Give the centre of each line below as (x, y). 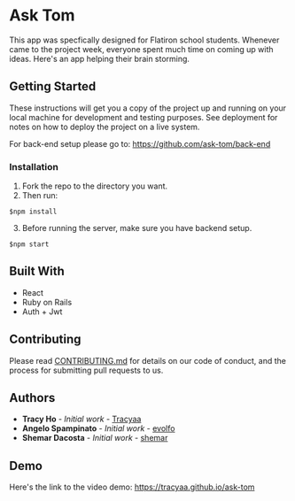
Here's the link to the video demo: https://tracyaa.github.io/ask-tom (132, 487)
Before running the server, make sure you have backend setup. (137, 228)
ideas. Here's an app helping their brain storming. (100, 58)
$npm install (33, 212)
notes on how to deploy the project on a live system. (105, 127)
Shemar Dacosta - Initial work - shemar (95, 438)
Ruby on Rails (47, 302)
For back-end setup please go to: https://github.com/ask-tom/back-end (140, 143)
